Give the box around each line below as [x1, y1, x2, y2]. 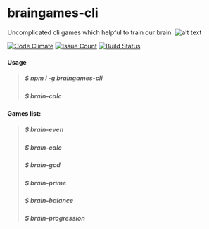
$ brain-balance [24, 196, 74, 204]
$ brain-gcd [24, 161, 61, 169]
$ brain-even [24, 125, 64, 134]
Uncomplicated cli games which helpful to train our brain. [7, 28, 174, 37]
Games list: [7, 109, 42, 117]
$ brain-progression [24, 214, 86, 223]
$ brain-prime [24, 178, 67, 187]
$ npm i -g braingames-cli [24, 74, 103, 82]
